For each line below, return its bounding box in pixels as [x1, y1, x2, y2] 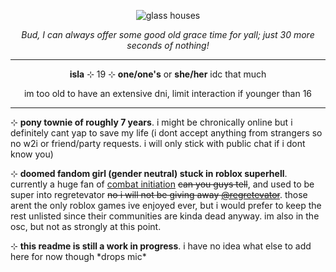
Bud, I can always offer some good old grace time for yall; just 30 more [21, 29, 315, 40]
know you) [10, 148, 54, 160]
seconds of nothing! [126, 40, 210, 51]
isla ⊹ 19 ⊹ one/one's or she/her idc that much [69, 68, 267, 80]
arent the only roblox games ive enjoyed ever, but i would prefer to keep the [10, 200, 322, 211]
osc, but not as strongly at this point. [10, 221, 162, 232]
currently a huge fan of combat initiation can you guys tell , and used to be [10, 178, 315, 190]
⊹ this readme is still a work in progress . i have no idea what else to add [10, 240, 312, 252]
